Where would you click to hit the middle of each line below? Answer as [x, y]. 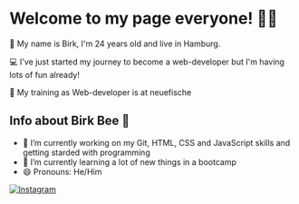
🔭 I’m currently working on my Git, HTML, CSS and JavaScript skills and [156, 142]
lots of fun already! [44, 74]
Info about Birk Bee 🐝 [70, 121]
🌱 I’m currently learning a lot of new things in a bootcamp [130, 161]
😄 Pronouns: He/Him [62, 171]
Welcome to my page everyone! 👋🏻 [144, 19]
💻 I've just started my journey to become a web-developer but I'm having [147, 62]
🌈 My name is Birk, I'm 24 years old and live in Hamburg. [115, 44]
